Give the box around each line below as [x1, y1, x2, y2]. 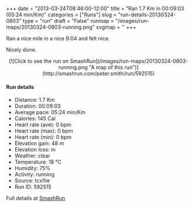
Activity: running [14, 171, 55, 178]
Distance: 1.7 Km [14, 96, 55, 103]
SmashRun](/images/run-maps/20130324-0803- [70, 58, 189, 64]
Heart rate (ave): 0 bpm [14, 121, 72, 128]
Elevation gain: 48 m [14, 140, 64, 147]
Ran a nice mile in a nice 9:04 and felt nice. [6, 35, 110, 42]
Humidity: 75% [14, 165, 51, 172]
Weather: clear [14, 152, 51, 160]
